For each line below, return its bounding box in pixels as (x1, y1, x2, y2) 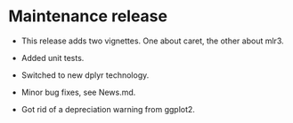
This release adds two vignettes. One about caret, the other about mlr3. (20, 35, 284, 46)
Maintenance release (8, 6, 168, 27)
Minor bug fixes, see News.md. (20, 87, 136, 97)
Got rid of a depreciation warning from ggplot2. (20, 104, 195, 114)
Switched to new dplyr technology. (20, 69, 150, 81)
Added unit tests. (20, 52, 85, 63)
